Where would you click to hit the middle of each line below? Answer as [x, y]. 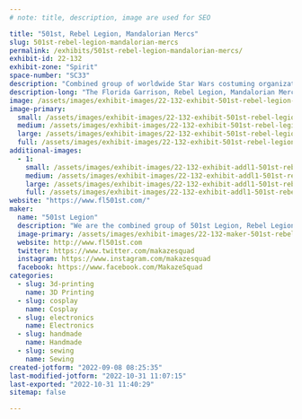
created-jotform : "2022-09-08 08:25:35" [86, 367]
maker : [22, 209]
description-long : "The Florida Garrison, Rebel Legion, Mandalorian [142, 92]
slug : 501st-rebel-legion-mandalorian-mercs [94, 42]
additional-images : [46, 151]
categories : [31, 276]
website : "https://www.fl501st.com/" [80, 201]
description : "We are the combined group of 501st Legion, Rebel [142, 225]
